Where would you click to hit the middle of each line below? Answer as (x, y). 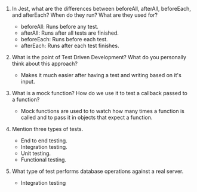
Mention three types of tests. (47, 129)
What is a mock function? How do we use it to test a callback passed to (100, 93)
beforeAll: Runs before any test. (59, 27)
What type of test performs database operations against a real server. (98, 171)
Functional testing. (44, 160)
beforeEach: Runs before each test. (64, 39)
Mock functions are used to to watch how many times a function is (103, 111)
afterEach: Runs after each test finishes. (70, 45)
